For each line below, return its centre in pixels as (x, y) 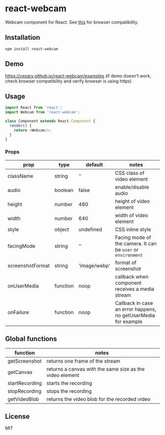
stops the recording (69, 391)
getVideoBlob (23, 399)
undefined (90, 229)
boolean (64, 190)
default (94, 164)
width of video (132, 215)
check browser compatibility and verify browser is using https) (68, 81)
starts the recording (69, 383)
